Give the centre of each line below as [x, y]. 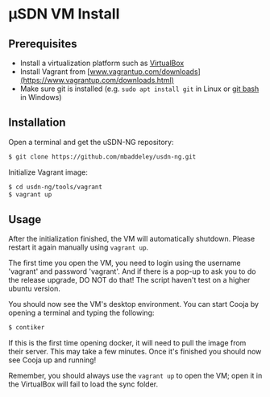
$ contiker [27, 328]
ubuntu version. [34, 289]
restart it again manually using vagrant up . [79, 247]
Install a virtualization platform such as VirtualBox [102, 63]
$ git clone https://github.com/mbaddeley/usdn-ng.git [102, 157]
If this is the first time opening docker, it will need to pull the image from [127, 343]
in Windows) [41, 97]
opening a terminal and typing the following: [81, 313]
